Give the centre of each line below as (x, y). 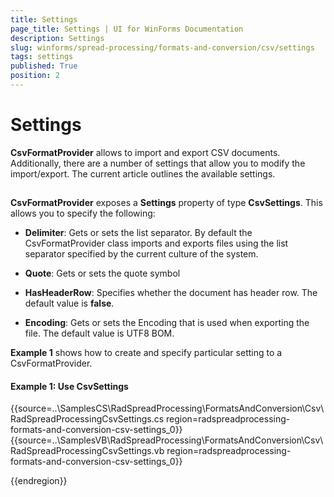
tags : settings (42, 57)
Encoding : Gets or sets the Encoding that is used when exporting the (167, 323)
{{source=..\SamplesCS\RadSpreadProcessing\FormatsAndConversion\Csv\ (167, 408)
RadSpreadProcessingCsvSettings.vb (87, 451)
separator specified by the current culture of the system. (141, 254)
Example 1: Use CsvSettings (69, 386)
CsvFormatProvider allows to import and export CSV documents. (145, 152)
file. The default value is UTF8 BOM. (99, 333)
